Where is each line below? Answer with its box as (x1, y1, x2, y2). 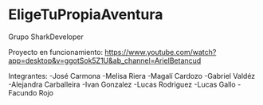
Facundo (8, 87, 37, 97)
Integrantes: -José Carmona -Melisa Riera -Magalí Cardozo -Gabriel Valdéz (8, 71, 256, 80)
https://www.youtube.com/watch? (104, 47, 217, 56)
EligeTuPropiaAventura (8, 6, 163, 24)
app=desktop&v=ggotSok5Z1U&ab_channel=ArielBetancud (8, 56, 202, 65)
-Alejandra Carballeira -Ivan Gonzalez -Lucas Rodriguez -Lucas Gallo (8, 80, 237, 89)
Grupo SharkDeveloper (8, 32, 84, 41)
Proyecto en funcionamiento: (8, 47, 104, 56)
